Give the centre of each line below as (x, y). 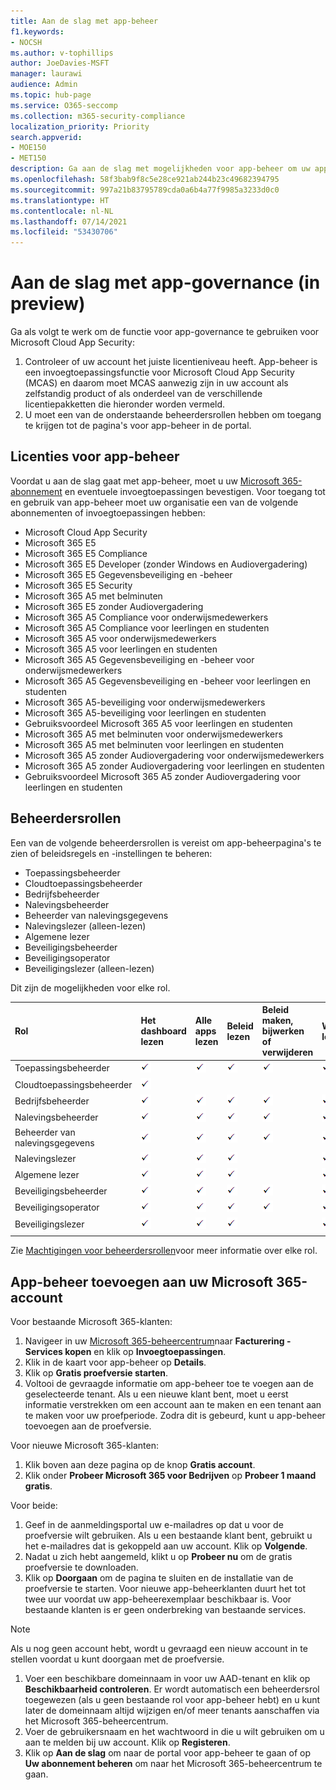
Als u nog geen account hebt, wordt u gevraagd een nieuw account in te (159, 1649)
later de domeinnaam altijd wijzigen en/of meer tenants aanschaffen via (172, 1711)
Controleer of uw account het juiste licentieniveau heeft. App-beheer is (171, 362)
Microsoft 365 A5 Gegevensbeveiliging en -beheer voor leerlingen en (167, 681)
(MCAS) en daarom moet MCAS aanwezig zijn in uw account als (156, 383)
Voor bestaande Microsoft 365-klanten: (91, 1322)
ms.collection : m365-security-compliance (98, 116)
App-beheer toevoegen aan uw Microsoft (141, 1281)
